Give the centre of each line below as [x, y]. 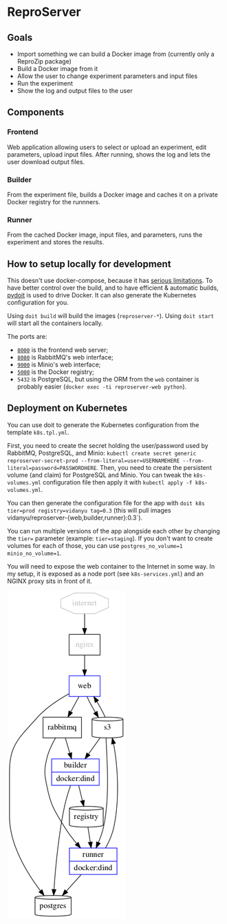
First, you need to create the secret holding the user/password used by [108, 445]
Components [35, 112]
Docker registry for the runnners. [54, 201]
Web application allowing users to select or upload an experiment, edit [107, 147]
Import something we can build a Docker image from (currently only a [116, 54]
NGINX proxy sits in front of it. [50, 581]
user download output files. [46, 161]
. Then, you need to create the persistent [154, 467]
